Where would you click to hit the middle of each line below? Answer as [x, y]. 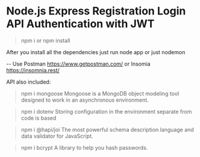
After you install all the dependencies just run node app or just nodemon [96, 52]
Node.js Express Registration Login [96, 11]
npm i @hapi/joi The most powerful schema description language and [107, 129]
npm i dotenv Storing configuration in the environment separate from [106, 111]
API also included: [29, 82]
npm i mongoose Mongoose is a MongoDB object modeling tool [100, 93]
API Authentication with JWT [80, 24]
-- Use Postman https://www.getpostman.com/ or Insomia [78, 64]
